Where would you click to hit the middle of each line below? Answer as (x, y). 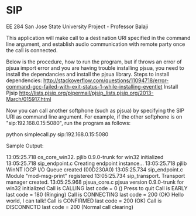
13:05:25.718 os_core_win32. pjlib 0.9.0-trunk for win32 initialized (85, 157)
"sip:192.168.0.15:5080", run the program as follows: (68, 123)
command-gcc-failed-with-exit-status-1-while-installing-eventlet (84, 86)
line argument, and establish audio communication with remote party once (96, 44)
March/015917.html (29, 99)
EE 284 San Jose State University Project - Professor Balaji (77, 26)
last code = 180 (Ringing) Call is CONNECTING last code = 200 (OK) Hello (95, 194)
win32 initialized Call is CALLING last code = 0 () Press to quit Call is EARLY (97, 188)
